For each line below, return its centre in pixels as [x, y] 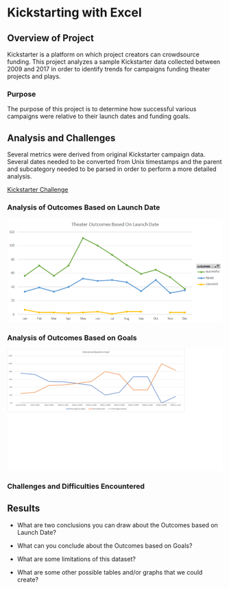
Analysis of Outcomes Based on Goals [72, 338]
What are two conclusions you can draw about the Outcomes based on [117, 525]
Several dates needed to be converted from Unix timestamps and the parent [114, 162]
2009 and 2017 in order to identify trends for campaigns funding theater [109, 69]
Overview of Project [51, 38]
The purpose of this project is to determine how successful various [102, 109]
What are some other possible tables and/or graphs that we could [110, 572]
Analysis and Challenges [61, 138]
